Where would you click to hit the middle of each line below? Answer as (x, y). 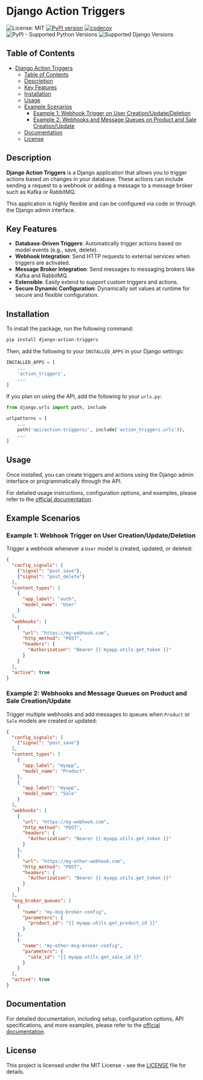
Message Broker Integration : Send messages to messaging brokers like (105, 269)
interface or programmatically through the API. (64, 481)
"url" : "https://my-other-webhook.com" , (74, 861)
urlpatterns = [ (27, 419)
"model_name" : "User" (50, 605)
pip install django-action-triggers (52, 340)
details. (15, 1072)
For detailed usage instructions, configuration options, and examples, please (101, 492)
